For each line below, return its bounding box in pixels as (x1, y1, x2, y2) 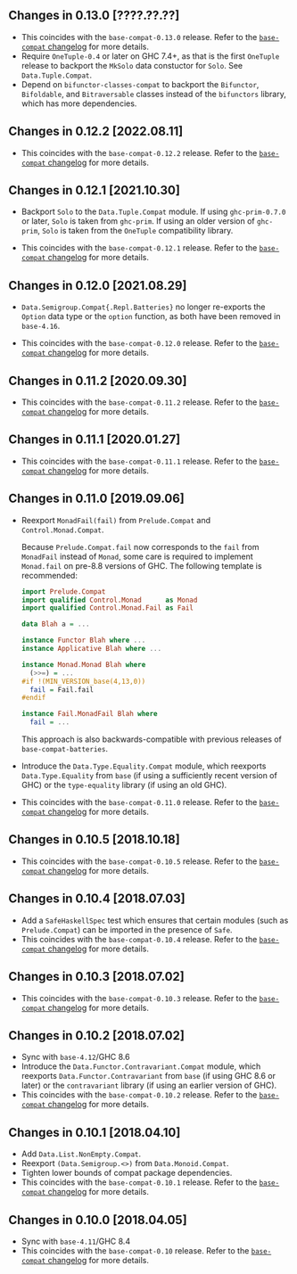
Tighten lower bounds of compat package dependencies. (21, 1168, 233, 1179)
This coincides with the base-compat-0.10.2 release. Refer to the (21, 1089, 258, 1100)
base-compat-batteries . (21, 744, 109, 754)
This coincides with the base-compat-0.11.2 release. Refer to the (21, 397, 258, 407)
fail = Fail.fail (29, 685, 95, 695)
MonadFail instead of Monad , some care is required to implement (21, 551, 253, 562)
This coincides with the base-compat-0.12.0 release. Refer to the (21, 338, 258, 349)
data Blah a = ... (21, 620, 90, 629)
